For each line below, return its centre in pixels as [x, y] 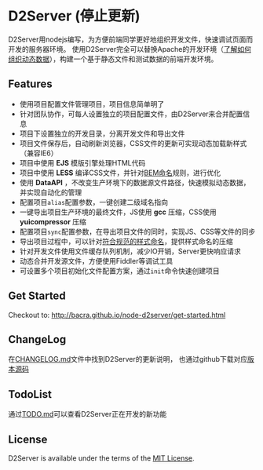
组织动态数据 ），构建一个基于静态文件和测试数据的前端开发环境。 [113, 59]
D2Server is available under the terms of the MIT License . [101, 458]
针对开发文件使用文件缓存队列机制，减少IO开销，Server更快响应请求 [130, 251]
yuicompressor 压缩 [53, 221]
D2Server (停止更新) [74, 16]
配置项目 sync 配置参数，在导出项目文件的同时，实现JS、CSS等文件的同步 [137, 231]
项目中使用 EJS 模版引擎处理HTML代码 [82, 162]
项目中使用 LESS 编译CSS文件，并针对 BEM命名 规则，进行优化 [120, 173]
